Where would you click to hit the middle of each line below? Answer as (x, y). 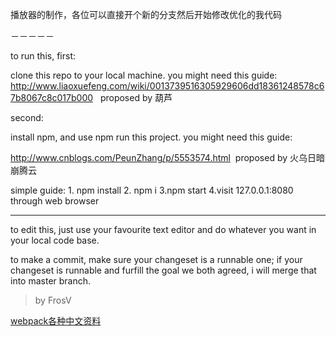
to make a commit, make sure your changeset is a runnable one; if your (156, 259)
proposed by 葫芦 (136, 97)
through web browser (55, 201)
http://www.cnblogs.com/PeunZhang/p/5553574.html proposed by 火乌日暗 (167, 157)
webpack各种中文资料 (56, 321)
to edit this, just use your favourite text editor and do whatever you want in (163, 229)
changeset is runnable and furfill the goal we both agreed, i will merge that (163, 270)
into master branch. (51, 281)
